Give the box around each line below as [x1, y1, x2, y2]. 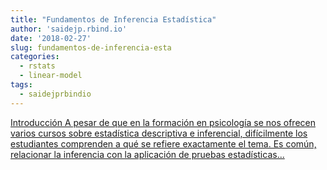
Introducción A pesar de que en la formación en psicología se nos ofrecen [10, 116, 316, 128]
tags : [10, 80, 33, 90]
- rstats [19, 61, 56, 71]
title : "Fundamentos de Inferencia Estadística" [10, 14, 217, 25]
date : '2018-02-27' [10, 33, 92, 43]
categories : [10, 52, 60, 62]
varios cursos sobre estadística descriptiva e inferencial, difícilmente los [10, 127, 308, 139]
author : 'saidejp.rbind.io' [10, 24, 128, 34]
